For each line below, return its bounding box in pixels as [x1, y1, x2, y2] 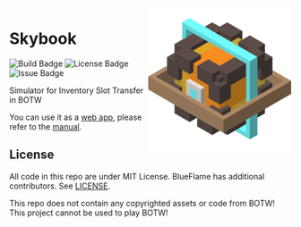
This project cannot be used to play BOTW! [9, 207, 168, 218]
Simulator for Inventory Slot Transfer [9, 85, 144, 96]
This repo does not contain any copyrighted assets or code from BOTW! [9, 198, 275, 208]
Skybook [9, 29, 77, 49]
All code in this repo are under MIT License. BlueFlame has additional [9, 171, 265, 181]
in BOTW [9, 94, 42, 105]
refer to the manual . [9, 121, 82, 131]
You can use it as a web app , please [9, 112, 142, 122]
